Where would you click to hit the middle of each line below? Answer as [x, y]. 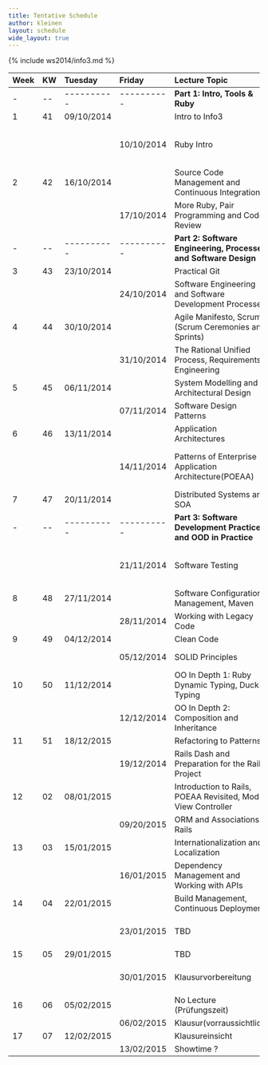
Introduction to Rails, [213, 787]
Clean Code [197, 639]
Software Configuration [218, 594]
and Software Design [215, 258]
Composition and [207, 718]
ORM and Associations [217, 820]
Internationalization [211, 842]
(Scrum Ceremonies [212, 327]
